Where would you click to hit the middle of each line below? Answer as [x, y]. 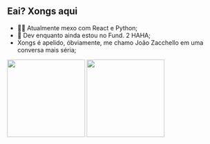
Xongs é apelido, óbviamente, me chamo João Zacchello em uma [110, 42]
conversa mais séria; [47, 50]
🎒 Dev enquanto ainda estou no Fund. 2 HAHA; [84, 35]
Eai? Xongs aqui [42, 11]
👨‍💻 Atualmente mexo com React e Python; [77, 28]
